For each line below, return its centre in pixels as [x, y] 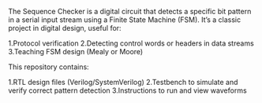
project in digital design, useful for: [65, 28]
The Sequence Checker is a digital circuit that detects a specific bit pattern [130, 11]
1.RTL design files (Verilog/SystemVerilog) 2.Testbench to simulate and [123, 82]
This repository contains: [49, 67]
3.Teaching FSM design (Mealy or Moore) [76, 51]
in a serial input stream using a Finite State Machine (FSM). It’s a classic [125, 20]
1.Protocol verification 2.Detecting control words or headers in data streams [131, 43]
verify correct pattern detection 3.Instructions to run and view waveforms [127, 90]
